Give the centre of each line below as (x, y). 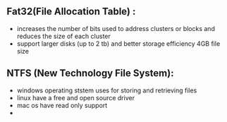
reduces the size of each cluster (63, 36)
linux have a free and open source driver (76, 97)
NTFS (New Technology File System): (90, 73)
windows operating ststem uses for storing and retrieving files (107, 90)
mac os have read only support (62, 105)
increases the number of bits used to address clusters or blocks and (116, 28)
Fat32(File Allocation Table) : (71, 12)
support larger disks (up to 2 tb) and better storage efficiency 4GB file (118, 43)
